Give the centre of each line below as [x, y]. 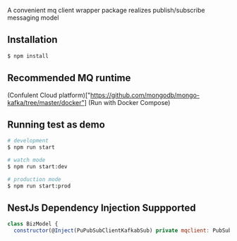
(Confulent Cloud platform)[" [49, 95]
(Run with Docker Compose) [129, 102]
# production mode [34, 179]
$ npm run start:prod [39, 186]
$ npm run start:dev [38, 166]
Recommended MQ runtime [69, 78]
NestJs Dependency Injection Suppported [102, 208]
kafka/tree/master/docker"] [47, 102]
